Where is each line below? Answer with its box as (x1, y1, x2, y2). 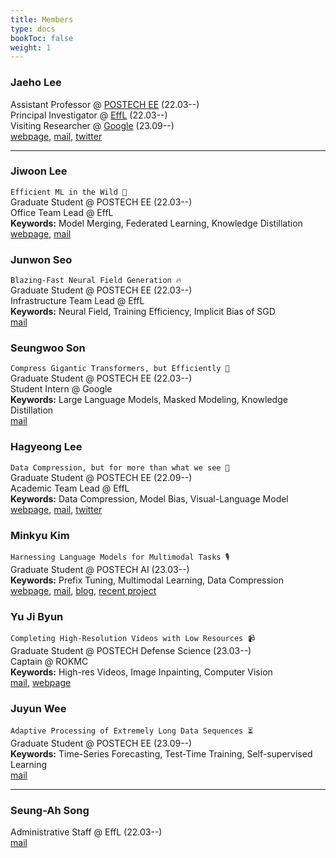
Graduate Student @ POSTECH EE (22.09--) (10, 471, 193, 483)
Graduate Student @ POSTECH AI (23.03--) (10, 564, 190, 576)
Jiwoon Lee (10, 164, 68, 178)
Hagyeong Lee (10, 440, 83, 454)
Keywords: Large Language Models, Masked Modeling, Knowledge (10, 394, 288, 406)
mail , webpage (10, 677, 72, 689)
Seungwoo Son (10, 341, 86, 355)
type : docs (10, 24, 56, 34)
